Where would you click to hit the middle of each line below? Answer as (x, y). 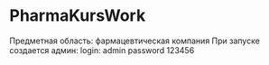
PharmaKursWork (78, 16)
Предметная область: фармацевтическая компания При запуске (134, 41)
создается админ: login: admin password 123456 (102, 50)
